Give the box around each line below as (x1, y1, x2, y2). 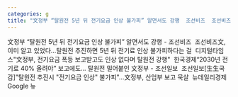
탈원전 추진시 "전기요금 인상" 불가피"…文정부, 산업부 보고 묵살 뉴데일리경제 (18, 72, 227, 81)
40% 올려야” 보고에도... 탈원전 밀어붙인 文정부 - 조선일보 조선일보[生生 (20, 64, 220, 72)
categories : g (7, 10, 50, 18)
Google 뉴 (7, 81, 37, 90)
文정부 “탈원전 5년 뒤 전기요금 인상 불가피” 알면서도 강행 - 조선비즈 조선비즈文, (7, 37, 226, 46)
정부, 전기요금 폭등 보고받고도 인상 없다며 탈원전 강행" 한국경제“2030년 (22, 55, 221, 64)
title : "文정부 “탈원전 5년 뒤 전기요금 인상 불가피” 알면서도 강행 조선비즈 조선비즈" (7, 17, 234, 24)
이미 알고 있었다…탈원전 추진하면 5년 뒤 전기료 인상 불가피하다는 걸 (7, 46, 193, 55)
